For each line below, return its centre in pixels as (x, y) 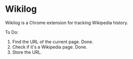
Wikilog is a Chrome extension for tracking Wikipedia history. (67, 23)
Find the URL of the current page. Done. (53, 42)
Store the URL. (27, 52)
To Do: (12, 32)
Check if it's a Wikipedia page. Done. (50, 47)
